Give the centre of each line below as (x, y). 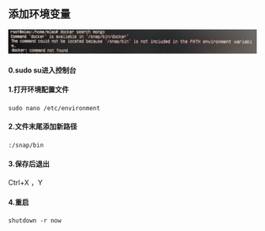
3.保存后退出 (29, 163)
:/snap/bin (26, 145)
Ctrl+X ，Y (26, 183)
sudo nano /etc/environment (54, 108)
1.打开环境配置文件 (39, 90)
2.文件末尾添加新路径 (43, 127)
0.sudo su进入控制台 (42, 70)
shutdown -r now (35, 221)
